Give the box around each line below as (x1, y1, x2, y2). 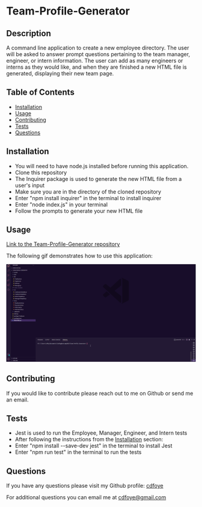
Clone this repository (14, 169, 67, 176)
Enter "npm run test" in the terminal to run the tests (14, 449, 142, 456)
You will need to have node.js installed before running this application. (14, 162, 189, 169)
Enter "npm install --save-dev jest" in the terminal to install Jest (14, 442, 173, 450)
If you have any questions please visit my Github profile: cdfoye (6, 482, 164, 490)
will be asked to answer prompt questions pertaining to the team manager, (6, 51, 191, 58)
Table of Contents (6, 87, 75, 98)
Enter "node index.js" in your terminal (14, 201, 108, 208)
